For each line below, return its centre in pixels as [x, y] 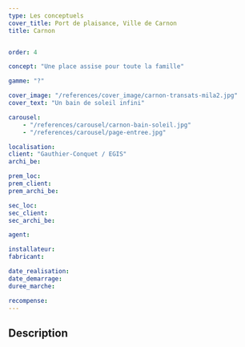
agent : [19, 235]
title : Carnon [32, 30]
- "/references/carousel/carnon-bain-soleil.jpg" [107, 125]
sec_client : [28, 213]
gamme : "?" [26, 81]
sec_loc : [23, 205]
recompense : [28, 301]
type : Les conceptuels [46, 16]
